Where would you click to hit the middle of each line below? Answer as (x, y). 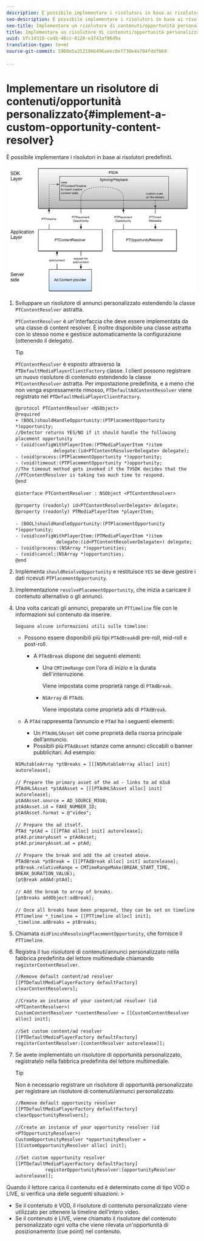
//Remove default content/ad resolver (64, 976)
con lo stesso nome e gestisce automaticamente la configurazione (98, 334)
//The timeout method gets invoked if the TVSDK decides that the (101, 469)
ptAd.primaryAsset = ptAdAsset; (56, 837)
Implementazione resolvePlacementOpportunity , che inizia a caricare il (103, 590)
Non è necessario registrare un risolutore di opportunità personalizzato (104, 1084)
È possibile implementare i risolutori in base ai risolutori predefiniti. (90, 157)
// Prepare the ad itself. (49, 825)
